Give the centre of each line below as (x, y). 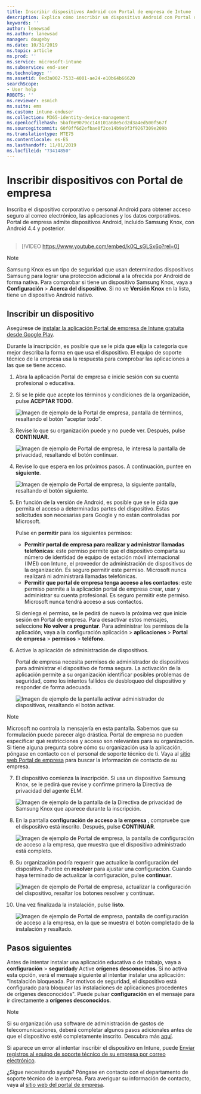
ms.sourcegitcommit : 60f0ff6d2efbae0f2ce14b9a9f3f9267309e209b (87, 129)
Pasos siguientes (39, 948)
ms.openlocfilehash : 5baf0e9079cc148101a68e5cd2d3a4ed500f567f (87, 123)
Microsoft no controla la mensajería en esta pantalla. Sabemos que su (92, 728)
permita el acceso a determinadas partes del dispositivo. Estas (92, 509)
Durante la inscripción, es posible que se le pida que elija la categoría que (97, 346)
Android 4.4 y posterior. (36, 228)
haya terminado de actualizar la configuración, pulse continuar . (94, 875)
